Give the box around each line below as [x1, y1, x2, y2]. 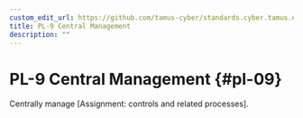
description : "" [9, 30, 70, 39]
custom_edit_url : [9, 13, 75, 23]
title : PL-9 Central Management [9, 22, 131, 31]
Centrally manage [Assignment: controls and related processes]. [9, 98, 250, 109]
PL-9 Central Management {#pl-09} [9, 68, 282, 89]
